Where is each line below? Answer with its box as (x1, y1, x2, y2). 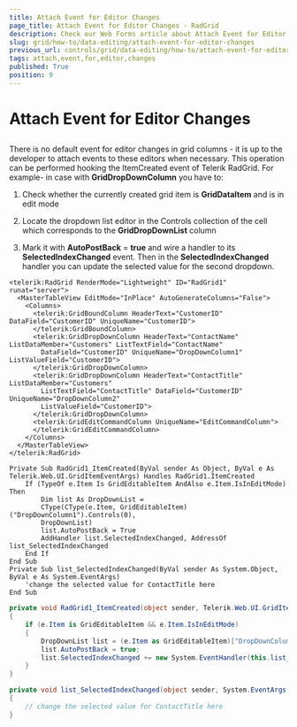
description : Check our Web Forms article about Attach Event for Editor (9, 29, 287, 38)
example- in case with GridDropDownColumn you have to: (9, 172, 224, 182)
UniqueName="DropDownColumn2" (9, 395, 121, 404)
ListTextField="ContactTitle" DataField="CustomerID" (41, 387, 243, 396)
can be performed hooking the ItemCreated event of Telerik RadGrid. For (9, 163, 274, 174)
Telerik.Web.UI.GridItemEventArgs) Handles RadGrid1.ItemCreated (9, 472, 255, 481)
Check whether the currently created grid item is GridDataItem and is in (21, 189, 285, 200)
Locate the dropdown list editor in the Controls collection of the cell (21, 216, 268, 227)
